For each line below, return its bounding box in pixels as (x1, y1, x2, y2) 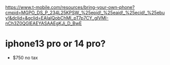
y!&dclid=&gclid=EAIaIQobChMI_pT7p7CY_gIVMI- (5, 15, 109, 21)
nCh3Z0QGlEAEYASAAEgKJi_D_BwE (5, 20, 82, 26)
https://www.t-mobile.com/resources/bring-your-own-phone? (5, 5, 135, 10)
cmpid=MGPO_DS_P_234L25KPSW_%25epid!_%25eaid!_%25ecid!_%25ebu (5, 10, 165, 16)
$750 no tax (12, 54, 38, 60)
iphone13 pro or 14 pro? (5, 38, 106, 49)
